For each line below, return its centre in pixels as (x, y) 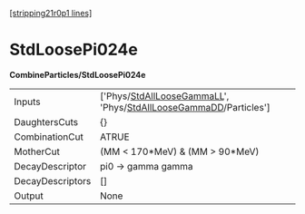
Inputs (27, 102)
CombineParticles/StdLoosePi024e (78, 74)
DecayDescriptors (53, 180)
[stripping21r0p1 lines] (51, 13)
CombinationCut (49, 137)
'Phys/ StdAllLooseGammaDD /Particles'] (185, 107)
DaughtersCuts (46, 122)
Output (29, 196)
